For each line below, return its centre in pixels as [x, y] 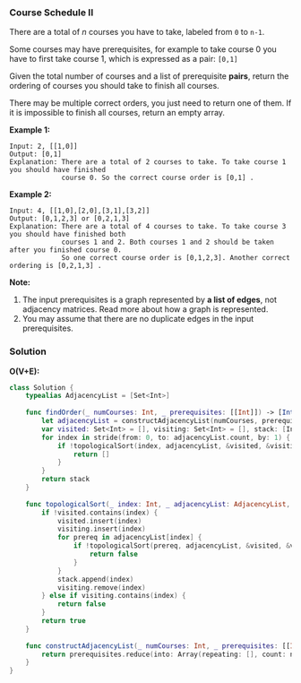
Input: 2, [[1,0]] [43, 147]
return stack [66, 480]
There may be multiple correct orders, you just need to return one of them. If [150, 103]
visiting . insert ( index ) [101, 529]
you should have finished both [68, 235]
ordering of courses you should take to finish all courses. [114, 86]
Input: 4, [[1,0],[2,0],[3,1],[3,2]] [80, 211]
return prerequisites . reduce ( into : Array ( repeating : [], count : [164, 654]
